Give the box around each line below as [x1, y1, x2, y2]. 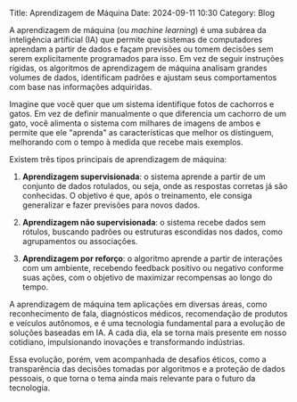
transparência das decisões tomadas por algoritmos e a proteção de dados [9, 364, 285, 373]
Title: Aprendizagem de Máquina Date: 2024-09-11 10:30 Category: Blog [9, 8, 275, 18]
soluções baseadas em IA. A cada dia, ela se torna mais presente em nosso [9, 327, 287, 338]
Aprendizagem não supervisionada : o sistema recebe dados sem [21, 217, 266, 227]
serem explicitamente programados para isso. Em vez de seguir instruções [9, 53, 284, 63]
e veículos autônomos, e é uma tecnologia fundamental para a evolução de [9, 318, 285, 328]
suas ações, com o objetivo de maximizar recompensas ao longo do [21, 272, 273, 283]
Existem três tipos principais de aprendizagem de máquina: [9, 154, 227, 164]
